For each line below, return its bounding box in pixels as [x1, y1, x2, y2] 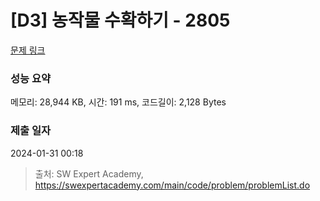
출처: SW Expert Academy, [34, 167, 144, 180]
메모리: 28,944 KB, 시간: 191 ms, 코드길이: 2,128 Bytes [10, 96, 227, 108]
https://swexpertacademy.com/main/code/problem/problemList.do [34, 179, 311, 191]
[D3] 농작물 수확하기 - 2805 [10, 9, 231, 32]
